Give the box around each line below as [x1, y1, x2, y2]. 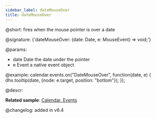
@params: [5, 46, 27, 52]
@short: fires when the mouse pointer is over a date [5, 26, 115, 32]
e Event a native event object [12, 62, 74, 68]
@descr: [5, 87, 23, 93]
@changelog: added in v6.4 [5, 107, 64, 113]
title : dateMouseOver [5, 12, 52, 17]
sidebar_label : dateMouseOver [5, 7, 70, 13]
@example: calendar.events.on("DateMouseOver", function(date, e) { [5, 71, 151, 77]
